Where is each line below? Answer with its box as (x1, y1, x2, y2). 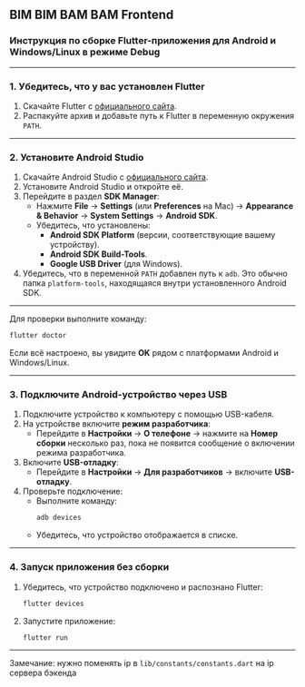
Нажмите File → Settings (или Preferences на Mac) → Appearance (35, 201, 293, 211)
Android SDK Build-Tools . (49, 249, 148, 260)
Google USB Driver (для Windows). (49, 259, 183, 270)
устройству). (49, 240, 100, 250)
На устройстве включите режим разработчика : (22, 418, 211, 429)
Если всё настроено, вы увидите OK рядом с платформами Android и (9, 348, 280, 358)
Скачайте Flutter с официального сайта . (22, 100, 177, 112)
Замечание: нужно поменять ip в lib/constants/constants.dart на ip (9, 658, 274, 669)
